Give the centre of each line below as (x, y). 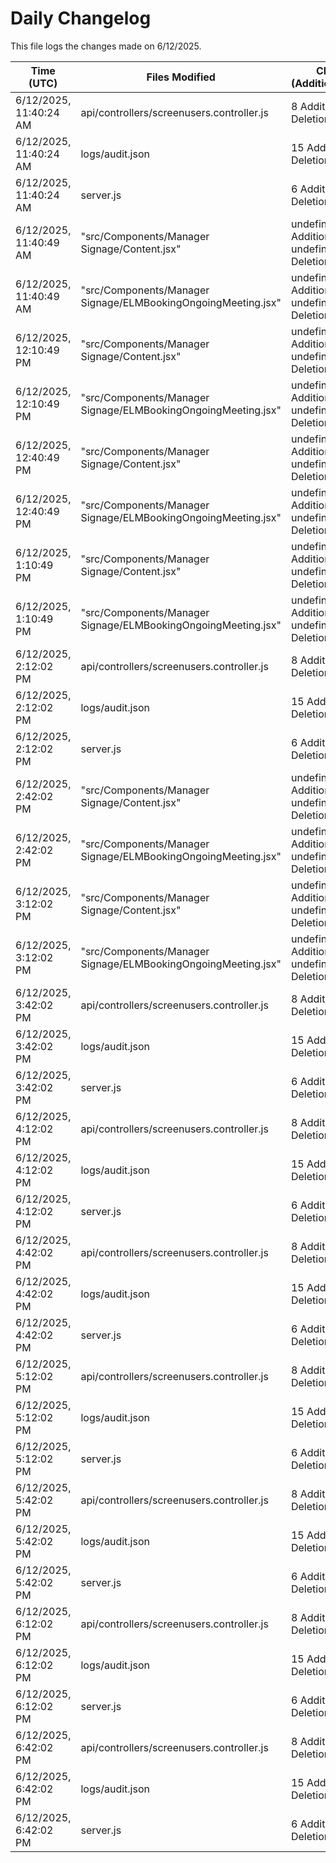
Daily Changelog (81, 18)
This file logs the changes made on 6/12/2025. (106, 46)
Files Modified (181, 77)
